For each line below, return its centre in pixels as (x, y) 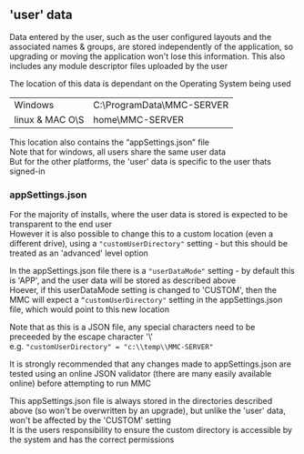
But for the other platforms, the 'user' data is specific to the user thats (140, 161)
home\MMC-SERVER (138, 119)
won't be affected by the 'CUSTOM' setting (90, 420)
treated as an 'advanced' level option (79, 253)
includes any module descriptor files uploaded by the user (119, 66)
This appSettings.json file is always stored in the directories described (141, 401)
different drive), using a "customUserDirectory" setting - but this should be (149, 244)
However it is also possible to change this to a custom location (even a (142, 234)
